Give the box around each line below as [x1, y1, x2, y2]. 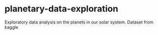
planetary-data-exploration [4, 3, 118, 14]
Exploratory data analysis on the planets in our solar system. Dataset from [4, 19, 154, 25]
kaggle [4, 24, 19, 30]
